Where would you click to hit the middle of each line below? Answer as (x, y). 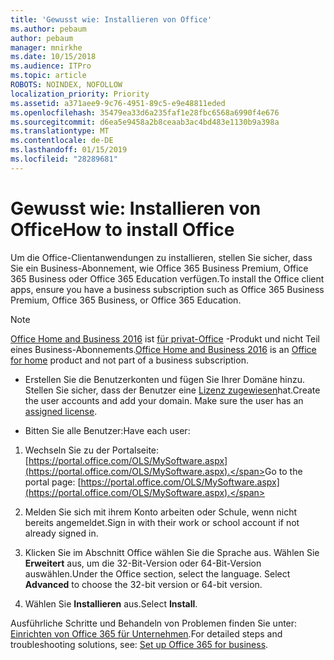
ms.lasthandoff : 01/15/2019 (69, 150)
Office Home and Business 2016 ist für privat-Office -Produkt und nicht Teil (165, 338)
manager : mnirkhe (46, 47)
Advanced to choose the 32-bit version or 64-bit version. (143, 584)
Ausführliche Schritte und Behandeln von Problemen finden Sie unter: (154, 623)
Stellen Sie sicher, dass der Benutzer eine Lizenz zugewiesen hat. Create (172, 390)
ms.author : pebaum (48, 29)
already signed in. (61, 533)
